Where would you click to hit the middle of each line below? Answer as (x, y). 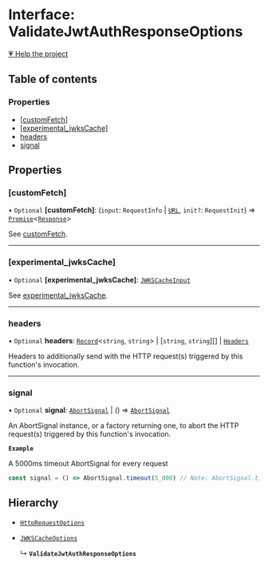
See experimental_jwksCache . (58, 295)
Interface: (42, 15)
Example (21, 449)
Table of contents (53, 79)
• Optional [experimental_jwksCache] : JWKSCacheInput (100, 279)
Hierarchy (33, 503)
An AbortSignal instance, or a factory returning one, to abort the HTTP (124, 425)
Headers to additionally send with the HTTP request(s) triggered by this (126, 356)
